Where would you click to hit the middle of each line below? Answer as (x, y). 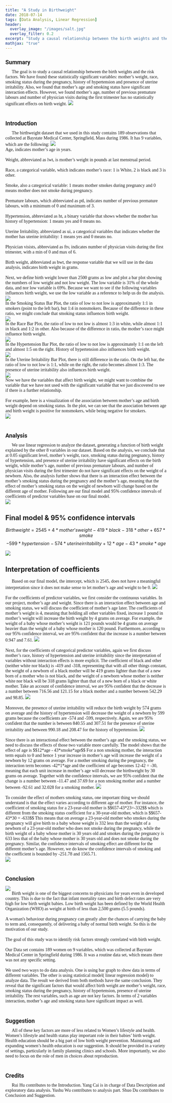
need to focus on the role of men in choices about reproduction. (62, 1056)
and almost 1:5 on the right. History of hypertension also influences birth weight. (78, 350)
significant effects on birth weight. (36, 104)
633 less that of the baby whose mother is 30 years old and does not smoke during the (82, 839)
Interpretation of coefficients (52, 569)
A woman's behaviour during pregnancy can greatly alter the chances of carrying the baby (86, 919)
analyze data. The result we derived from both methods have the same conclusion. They (84, 981)
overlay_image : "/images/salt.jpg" (48, 29)
